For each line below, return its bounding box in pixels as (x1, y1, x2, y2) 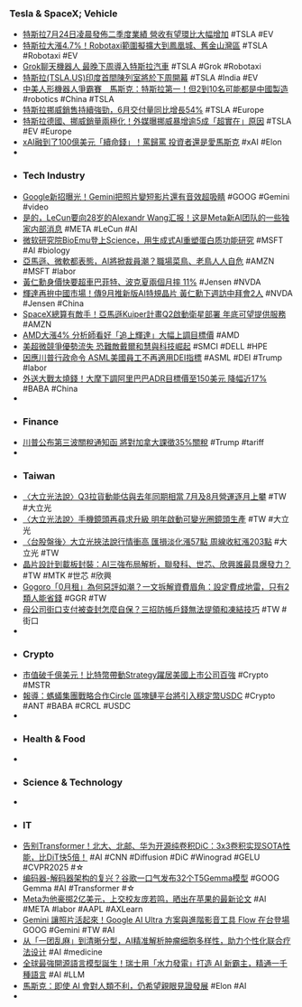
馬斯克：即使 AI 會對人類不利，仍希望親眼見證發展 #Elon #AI (22, 981, 247, 992)
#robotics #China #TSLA (22, 94, 114, 105)
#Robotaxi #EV (22, 51, 78, 61)
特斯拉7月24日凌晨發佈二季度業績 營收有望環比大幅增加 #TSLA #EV (22, 29, 274, 40)
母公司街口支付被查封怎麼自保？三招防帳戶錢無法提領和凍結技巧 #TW (22, 604, 280, 615)
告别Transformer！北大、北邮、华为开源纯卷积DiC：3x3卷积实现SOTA (22, 841, 283, 852)
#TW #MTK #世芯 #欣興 (22, 570, 112, 581)
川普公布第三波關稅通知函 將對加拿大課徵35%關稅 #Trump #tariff (22, 436, 264, 447)
